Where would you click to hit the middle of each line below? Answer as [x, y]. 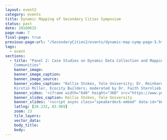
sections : [15, 56]
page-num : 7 [17, 33]
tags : [11, 47]
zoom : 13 [23, 111]
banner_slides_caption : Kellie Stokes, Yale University [73, 97]
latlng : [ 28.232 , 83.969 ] [41, 107]
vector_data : [28, 120]
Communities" [28, 65]
